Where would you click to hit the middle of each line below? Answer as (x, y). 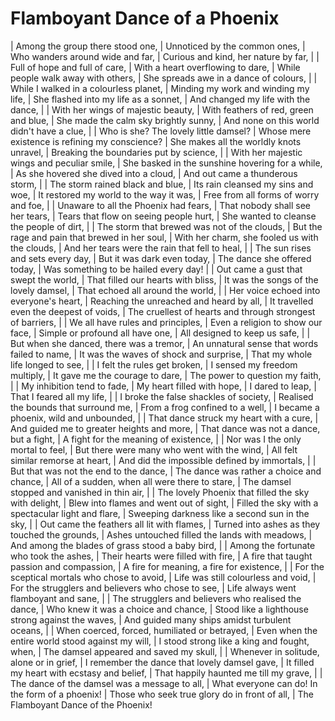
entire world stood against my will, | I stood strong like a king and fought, (160, 641)
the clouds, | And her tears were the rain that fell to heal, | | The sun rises (161, 248)
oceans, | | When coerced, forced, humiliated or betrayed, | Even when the (164, 630)
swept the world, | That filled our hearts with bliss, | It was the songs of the (164, 279)
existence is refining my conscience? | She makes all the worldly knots (156, 141)
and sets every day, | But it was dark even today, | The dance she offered (161, 258)
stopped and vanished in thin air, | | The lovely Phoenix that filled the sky (160, 492)
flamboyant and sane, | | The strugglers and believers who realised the (156, 598)
